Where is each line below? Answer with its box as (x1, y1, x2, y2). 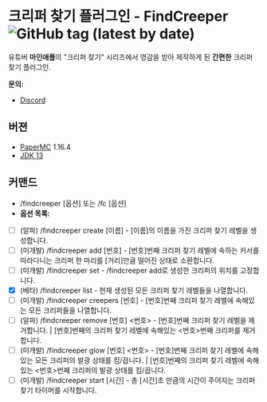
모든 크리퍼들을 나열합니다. (28, 305, 112, 315)
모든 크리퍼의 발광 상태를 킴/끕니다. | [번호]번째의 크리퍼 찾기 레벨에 (34, 356, 245, 364)
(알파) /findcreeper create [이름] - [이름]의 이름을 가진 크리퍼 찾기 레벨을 (19, 225, 249, 235)
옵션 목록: (19, 209, 50, 218)
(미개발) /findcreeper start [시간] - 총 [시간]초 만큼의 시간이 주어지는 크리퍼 (19, 376, 256, 384)
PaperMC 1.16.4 (19, 141, 72, 152)
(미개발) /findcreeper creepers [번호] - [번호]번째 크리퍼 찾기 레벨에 (19, 295, 234, 304)
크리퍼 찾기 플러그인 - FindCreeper (8, 7, 229, 26)
